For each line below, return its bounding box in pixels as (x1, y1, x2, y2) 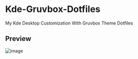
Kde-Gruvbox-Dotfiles (5, 3, 101, 15)
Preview (5, 34, 32, 43)
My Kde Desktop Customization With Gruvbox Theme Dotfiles (5, 20, 133, 26)
